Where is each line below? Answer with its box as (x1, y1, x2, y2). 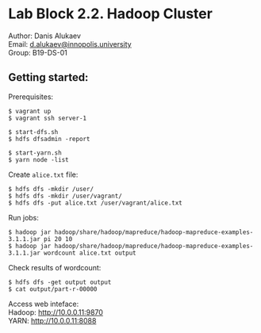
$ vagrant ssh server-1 (8, 114, 87, 122)
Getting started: (8, 71, 89, 84)
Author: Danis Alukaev (8, 31, 82, 40)
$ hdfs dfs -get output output (8, 278, 112, 286)
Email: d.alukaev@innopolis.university (8, 39, 132, 48)
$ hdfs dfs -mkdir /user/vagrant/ (8, 192, 123, 200)
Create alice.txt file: (8, 170, 79, 179)
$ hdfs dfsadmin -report (8, 135, 90, 143)
